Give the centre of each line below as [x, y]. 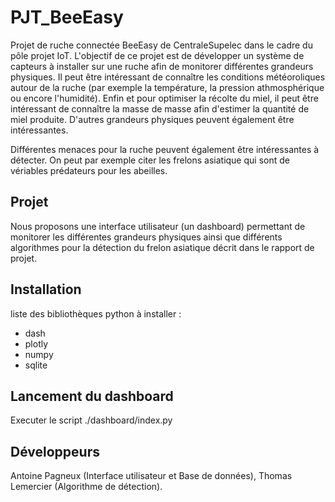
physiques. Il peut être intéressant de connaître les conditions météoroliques [168, 77]
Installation [46, 289]
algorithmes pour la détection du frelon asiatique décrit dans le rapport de [162, 247]
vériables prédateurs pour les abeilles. [89, 170]
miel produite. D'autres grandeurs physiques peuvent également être [152, 119]
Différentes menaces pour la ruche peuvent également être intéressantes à [165, 149]
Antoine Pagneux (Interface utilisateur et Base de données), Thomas [151, 476]
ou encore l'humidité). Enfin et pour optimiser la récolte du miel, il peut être [164, 98]
